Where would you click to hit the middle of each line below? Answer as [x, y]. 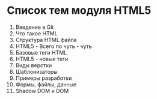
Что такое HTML [36, 33]
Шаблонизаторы [36, 71]
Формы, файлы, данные [46, 84]
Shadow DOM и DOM [42, 91]
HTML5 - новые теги [42, 59]
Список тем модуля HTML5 [79, 10]
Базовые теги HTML [41, 52]
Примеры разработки [44, 78]
